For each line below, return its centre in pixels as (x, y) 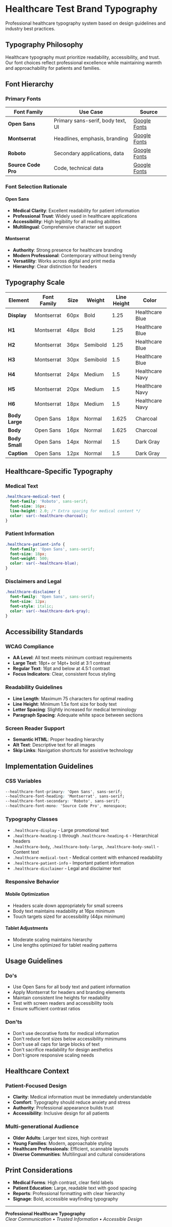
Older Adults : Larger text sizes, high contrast (60, 1138)
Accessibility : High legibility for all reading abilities (66, 221)
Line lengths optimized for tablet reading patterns (65, 945)
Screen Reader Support (35, 728)
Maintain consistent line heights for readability (61, 998)
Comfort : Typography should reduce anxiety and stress (71, 1102)
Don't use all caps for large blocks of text (56, 1044)
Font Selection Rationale (36, 187)
